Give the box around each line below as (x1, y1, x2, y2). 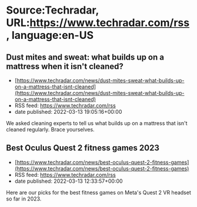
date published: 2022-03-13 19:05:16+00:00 (14, 109, 122, 115)
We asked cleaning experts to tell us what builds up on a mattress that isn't (6, 120, 188, 127)
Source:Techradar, (6, 4, 99, 17)
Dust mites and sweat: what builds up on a (6, 52, 165, 62)
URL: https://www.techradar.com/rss (6, 16, 190, 29)
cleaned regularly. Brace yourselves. (6, 126, 95, 133)
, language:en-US (6, 29, 94, 42)
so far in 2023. (6, 195, 42, 202)
